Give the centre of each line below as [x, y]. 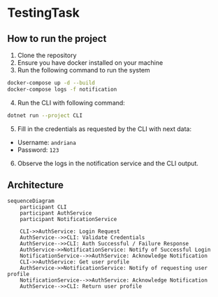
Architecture [36, 185]
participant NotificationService [68, 220]
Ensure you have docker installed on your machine [90, 63]
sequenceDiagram [31, 201]
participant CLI [44, 207]
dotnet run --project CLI [45, 115]
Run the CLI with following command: [71, 102]
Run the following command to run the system [83, 70]
